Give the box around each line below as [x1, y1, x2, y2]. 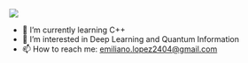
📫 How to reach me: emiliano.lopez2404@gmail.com [21, 44, 218, 54]
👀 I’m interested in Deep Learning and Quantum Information [21, 34, 240, 44]
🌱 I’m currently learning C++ [21, 24, 126, 35]
